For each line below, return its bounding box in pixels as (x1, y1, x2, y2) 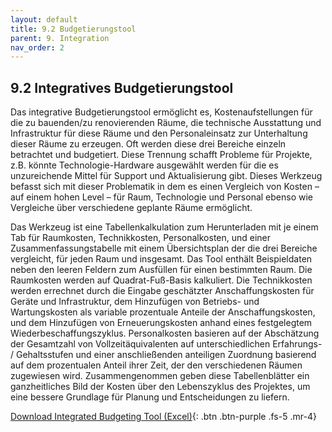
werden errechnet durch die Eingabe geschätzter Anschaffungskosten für (10, 285, 315, 297)
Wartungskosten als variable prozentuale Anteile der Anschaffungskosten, (10, 306, 316, 318)
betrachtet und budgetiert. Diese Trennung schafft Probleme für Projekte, (10, 149, 313, 161)
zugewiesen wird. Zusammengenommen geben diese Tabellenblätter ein (10, 370, 310, 382)
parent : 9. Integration (10, 33, 110, 43)
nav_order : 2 (10, 42, 65, 53)
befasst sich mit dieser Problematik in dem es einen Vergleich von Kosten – (10, 181, 320, 193)
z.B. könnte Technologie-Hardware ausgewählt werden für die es (10, 159, 279, 171)
